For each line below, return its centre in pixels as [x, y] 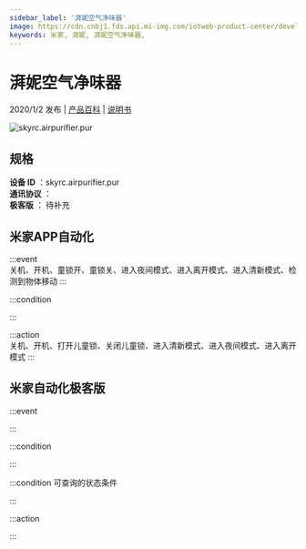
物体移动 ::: [46, 281]
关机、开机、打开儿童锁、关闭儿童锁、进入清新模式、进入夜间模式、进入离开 [153, 345]
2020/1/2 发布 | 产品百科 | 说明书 [71, 109]
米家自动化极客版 [57, 388]
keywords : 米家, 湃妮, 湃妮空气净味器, [77, 35]
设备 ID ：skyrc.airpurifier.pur [65, 182]
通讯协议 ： [31, 194]
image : [22, 26]
